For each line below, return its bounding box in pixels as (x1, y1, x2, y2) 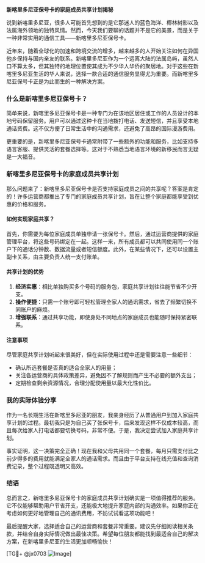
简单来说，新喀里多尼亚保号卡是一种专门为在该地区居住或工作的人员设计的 (6, 109, 193, 117)
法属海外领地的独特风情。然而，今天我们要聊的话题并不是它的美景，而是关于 (6, 27, 199, 34)
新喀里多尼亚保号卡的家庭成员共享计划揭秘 (6, 6, 113, 13)
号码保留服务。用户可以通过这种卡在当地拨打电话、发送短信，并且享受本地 (11, 117, 199, 125)
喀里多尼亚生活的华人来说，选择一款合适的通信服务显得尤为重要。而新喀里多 (6, 70, 199, 77)
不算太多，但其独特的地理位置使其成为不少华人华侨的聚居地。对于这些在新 (11, 62, 199, 70)
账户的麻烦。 (20, 306, 53, 313)
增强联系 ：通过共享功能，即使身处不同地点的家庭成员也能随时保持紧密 (15, 314, 192, 320)
